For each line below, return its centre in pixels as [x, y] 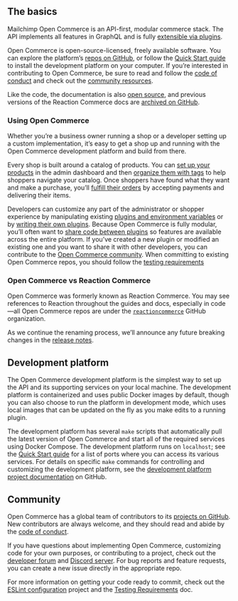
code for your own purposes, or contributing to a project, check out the [112, 553]
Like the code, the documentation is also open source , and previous [107, 94]
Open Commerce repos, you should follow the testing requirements [106, 262]
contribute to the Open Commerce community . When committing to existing [118, 255]
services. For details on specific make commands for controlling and [106, 462]
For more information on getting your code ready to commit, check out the [116, 582]
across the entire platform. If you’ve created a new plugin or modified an [113, 240]
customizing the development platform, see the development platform [109, 469]
